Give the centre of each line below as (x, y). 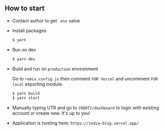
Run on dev (24, 49)
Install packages (29, 31)
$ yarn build (26, 93)
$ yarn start (26, 98)
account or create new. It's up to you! (51, 113)
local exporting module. (38, 84)
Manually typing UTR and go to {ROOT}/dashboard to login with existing (86, 108)
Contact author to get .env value (46, 20)
